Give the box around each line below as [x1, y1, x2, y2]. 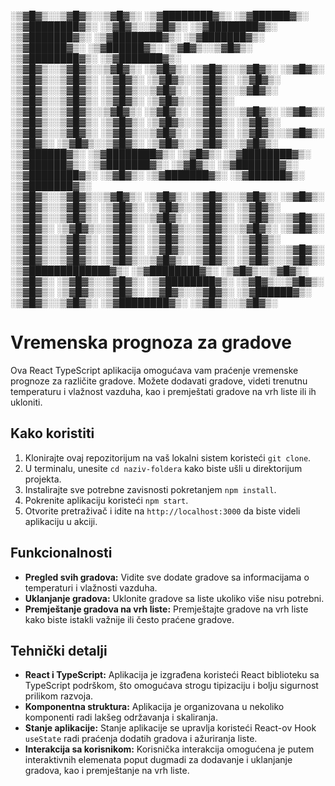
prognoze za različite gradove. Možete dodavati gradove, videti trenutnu [10, 375, 308, 387]
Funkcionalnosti [10, 545, 113, 562]
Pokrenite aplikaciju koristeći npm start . [24, 494, 189, 506]
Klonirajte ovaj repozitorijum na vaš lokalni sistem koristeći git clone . [24, 451, 312, 464]
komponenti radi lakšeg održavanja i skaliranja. [24, 711, 218, 724]
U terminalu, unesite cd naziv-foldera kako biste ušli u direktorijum [24, 462, 303, 474]
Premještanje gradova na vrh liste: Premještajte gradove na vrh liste [24, 603, 309, 615]
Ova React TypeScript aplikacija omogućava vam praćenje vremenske [10, 364, 299, 376]
